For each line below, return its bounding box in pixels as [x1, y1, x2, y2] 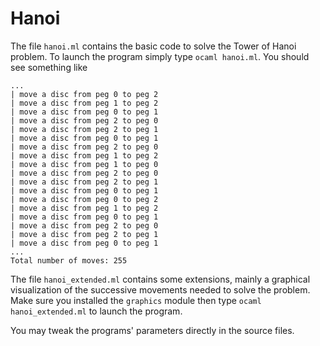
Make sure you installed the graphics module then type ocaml [10, 294, 262, 306]
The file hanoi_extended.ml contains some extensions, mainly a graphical [10, 273, 311, 285]
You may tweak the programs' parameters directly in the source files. [10, 324, 295, 336]
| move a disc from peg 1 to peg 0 [10, 159, 159, 169]
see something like [10, 61, 88, 73]
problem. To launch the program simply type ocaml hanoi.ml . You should [10, 50, 310, 62]
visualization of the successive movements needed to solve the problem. [10, 283, 311, 296]
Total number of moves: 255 [10, 255, 128, 266]
